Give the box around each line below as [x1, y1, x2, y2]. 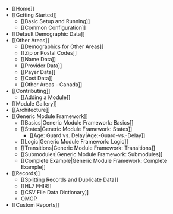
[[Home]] [11, 5, 34, 12]
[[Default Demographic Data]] [11, 30, 85, 38]
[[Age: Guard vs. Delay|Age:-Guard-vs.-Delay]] [29, 132, 146, 139]
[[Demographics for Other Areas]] [20, 43, 104, 50]
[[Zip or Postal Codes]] [20, 49, 77, 56]
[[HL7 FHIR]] [20, 182, 52, 190]
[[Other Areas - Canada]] [20, 81, 83, 88]
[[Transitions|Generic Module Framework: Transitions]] [20, 144, 156, 151]
